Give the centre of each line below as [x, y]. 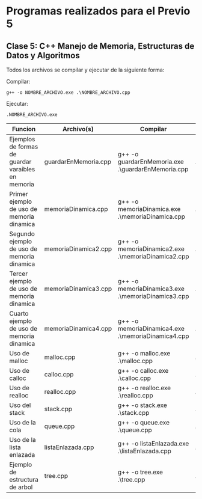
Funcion [24, 129]
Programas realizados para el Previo [98, 11]
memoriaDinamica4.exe [151, 329]
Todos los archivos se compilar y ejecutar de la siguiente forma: [85, 70]
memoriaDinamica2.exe [151, 249]
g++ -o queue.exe [144, 422]
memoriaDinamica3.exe [151, 289]
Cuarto [19, 314]
